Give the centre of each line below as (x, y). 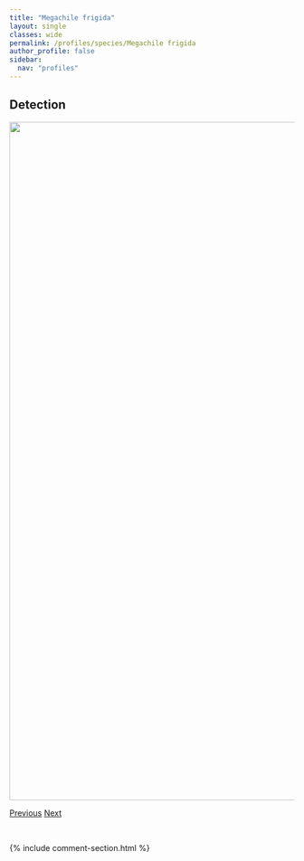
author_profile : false (52, 52)
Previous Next (36, 813)
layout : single (38, 26)
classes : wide (36, 34)
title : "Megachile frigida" (62, 18)
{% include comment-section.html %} (80, 847)
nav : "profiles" (48, 69)
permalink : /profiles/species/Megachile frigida (103, 43)
